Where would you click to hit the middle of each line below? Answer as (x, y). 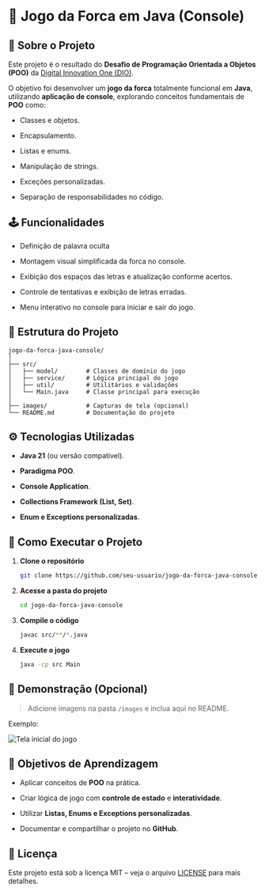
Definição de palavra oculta (64, 245)
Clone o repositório (52, 561)
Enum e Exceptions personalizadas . (79, 517)
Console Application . (55, 487)
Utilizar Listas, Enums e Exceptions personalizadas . (106, 814)
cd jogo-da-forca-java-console (71, 605)
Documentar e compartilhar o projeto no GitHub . (99, 829)
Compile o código (49, 620)
